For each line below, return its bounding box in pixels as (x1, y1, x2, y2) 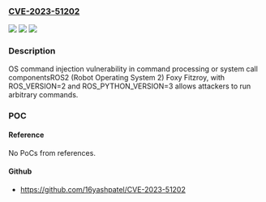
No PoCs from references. (8, 148, 96, 157)
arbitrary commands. (8, 89, 79, 99)
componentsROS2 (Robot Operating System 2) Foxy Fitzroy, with (8, 72, 225, 82)
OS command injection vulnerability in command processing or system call (8, 63, 258, 74)
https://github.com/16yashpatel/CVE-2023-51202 (19, 184, 187, 194)
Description (8, 45, 56, 57)
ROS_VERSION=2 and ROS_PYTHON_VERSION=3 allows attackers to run (8, 81, 251, 91)
